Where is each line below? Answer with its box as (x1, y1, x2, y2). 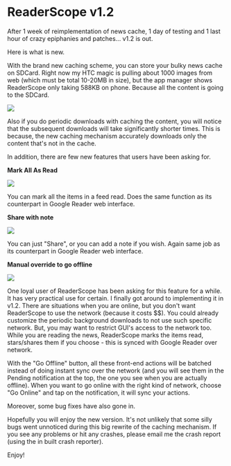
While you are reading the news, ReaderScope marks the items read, (7, 330, 204, 339)
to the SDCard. (7, 91, 50, 99)
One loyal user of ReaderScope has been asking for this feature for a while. (7, 287, 222, 295)
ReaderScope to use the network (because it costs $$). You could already (7, 309, 219, 317)
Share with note (7, 213, 54, 222)
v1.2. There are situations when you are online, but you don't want (7, 301, 196, 310)
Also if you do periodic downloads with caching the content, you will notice (7, 117, 222, 125)
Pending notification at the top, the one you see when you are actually (7, 373, 207, 382)
